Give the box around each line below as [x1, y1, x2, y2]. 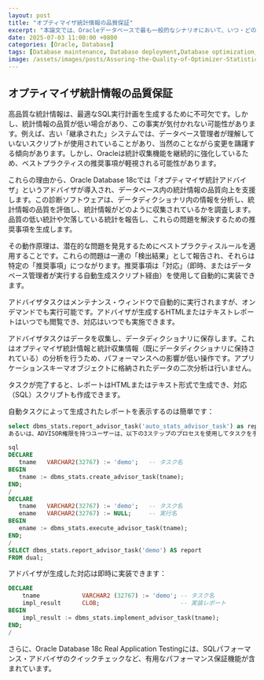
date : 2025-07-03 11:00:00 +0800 [8, 33, 118, 42]
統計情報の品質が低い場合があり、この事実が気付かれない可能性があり [21, 119, 249, 128]
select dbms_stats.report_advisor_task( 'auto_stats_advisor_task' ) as [8, 422, 244, 430]
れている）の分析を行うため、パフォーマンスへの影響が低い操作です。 [8, 353, 234, 362]
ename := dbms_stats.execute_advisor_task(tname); [18, 525, 189, 533]
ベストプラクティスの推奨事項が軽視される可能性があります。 [21, 158, 222, 168]
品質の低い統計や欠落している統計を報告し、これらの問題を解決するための [8, 214, 249, 224]
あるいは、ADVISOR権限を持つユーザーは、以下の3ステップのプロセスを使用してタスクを [8, 429, 253, 437]
